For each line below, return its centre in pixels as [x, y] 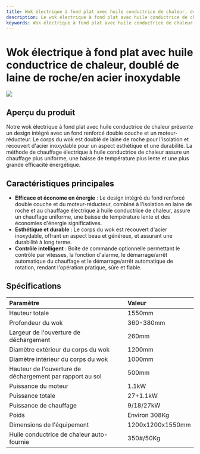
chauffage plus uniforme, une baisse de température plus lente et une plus [98, 158]
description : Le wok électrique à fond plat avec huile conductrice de [97, 17]
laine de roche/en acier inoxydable [93, 77]
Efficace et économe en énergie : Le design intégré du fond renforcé [100, 198]
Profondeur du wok [36, 322]
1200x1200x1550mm [159, 425]
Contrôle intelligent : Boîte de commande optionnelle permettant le [97, 248]
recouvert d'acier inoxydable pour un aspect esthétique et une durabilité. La [99, 146]
